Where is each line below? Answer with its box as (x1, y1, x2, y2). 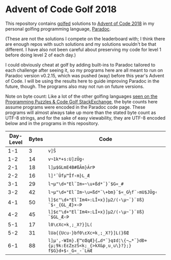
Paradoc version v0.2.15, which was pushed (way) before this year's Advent (5, 72, 164, 78)
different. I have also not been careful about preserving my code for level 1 (5, 46, 161, 52)
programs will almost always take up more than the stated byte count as (5, 109, 156, 115)
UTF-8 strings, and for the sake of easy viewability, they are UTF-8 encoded (5, 114, 166, 121)
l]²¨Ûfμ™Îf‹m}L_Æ (48, 172, 90, 179)
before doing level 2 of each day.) (5, 52, 76, 58)
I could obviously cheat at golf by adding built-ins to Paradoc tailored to (5, 62, 156, 68)
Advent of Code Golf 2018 (5, 4, 117, 15)
